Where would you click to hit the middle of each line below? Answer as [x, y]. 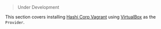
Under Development [38, 7]
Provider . [15, 22]
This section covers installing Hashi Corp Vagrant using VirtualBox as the [80, 17]
